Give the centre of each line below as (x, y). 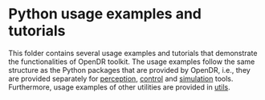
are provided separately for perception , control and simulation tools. (121, 78)
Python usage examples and (105, 14)
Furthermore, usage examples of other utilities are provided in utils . (119, 87)
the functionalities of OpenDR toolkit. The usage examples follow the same (132, 62)
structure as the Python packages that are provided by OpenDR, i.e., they (129, 70)
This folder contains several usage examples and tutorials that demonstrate (133, 53)
